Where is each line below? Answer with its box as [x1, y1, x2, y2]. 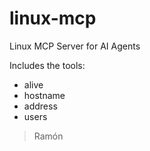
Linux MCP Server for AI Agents [9, 40, 141, 52]
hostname [23, 89, 66, 101]
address [23, 100, 58, 112]
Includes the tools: [9, 59, 86, 71]
